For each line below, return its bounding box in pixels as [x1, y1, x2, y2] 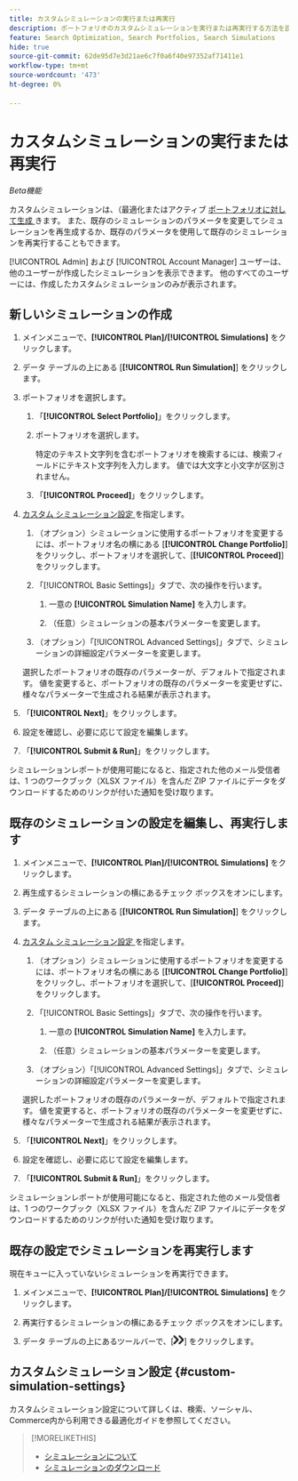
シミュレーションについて [43, 1451, 137, 1461]
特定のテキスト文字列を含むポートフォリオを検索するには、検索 [35, 449, 269, 460]
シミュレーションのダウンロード [43, 1461, 161, 1472]
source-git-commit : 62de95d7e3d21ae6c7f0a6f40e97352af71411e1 [9, 52, 244, 61]
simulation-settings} [9, 1379, 126, 1394]
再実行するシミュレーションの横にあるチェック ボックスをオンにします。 [21, 1317, 288, 1327]
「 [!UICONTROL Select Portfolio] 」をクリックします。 [35, 411, 235, 422]
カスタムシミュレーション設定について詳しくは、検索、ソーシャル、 [9, 1404, 257, 1414]
